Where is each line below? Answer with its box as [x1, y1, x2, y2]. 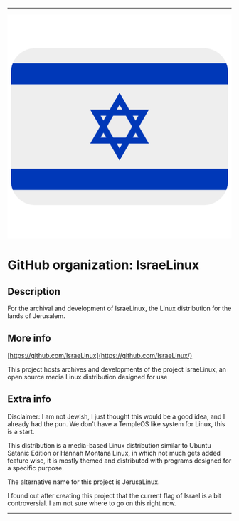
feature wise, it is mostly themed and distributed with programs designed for [7, 456, 232, 465]
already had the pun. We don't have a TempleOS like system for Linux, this [7, 419, 225, 428]
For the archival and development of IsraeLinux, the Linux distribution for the [7, 304, 232, 312]
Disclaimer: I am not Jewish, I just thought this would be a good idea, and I [7, 412, 225, 421]
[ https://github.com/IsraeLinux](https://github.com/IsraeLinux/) [7, 351, 193, 359]
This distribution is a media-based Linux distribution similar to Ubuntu [7, 441, 211, 449]
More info [7, 332, 51, 344]
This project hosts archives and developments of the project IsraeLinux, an [7, 364, 226, 374]
